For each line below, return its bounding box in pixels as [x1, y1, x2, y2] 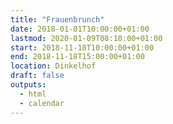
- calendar [19, 98, 65, 108]
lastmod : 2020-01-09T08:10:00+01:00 [10, 33, 163, 43]
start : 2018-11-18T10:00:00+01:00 [10, 42, 155, 53]
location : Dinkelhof [10, 61, 97, 71]
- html [19, 89, 47, 99]
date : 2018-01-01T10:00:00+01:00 [10, 24, 150, 34]
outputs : [10, 80, 47, 90]
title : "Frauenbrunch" [10, 14, 105, 25]
